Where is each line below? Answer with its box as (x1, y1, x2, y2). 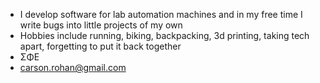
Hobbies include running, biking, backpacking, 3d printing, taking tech (19, 30, 310, 41)
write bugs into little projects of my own (19, 19, 183, 31)
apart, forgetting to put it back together (19, 40, 182, 52)
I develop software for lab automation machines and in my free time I (19, 9, 303, 20)
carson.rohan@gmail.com (19, 62, 127, 73)
